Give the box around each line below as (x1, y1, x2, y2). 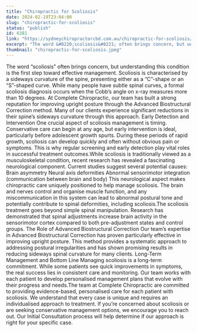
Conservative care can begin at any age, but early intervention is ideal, (6, 125, 177, 132)
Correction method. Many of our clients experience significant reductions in (6, 106, 189, 113)
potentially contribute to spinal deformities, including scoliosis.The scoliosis (6, 200, 189, 207)
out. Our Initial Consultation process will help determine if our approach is (6, 313, 184, 320)
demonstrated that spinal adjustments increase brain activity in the (6, 213, 167, 220)
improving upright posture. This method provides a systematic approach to (6, 237, 187, 244)
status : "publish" (6, 25, 51, 31)
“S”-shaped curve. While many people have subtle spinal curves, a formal (6, 82, 184, 89)
